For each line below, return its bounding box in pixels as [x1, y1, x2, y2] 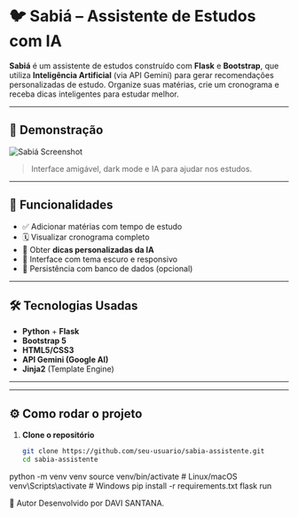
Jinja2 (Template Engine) [21, 364, 115, 374]
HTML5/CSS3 [21, 345, 74, 356]
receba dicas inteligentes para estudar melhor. [9, 89, 179, 99]
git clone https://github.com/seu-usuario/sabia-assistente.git [21, 447, 265, 456]
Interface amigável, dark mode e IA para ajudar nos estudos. [30, 163, 253, 174]
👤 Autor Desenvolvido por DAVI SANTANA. [9, 497, 165, 508]
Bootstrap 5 [21, 335, 67, 346]
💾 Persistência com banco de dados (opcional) [21, 262, 193, 274]
